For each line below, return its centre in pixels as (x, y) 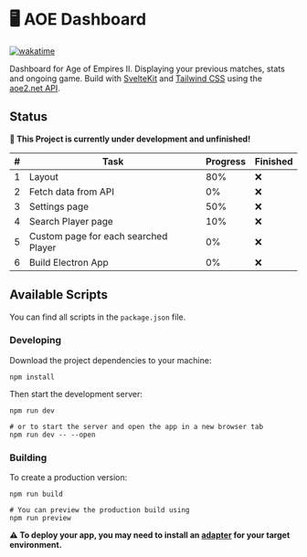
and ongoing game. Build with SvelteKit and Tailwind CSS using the (136, 78)
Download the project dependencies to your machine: (111, 360)
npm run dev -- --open (53, 435)
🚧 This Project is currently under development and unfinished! (130, 139)
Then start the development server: (76, 394)
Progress (226, 161)
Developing (36, 341)
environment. (36, 545)
